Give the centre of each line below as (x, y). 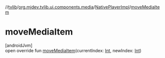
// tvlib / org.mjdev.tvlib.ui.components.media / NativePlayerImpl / (68, 7)
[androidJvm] (19, 45)
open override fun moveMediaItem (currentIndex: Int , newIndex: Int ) (73, 50)
